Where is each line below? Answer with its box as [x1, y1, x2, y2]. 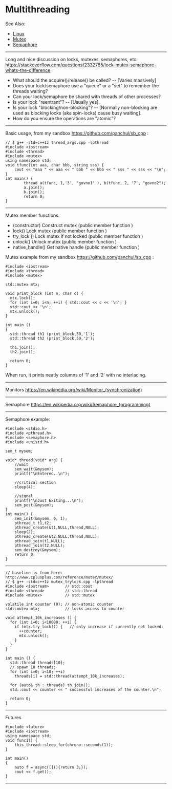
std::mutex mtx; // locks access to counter [5, 606, 125, 611]
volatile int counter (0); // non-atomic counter [5, 602, 114, 607]
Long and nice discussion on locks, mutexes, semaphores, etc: [5, 56, 138, 62]
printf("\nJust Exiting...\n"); [14, 498, 83, 503]
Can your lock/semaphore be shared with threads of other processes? [12, 93, 161, 100]
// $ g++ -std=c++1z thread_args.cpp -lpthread [5, 140, 109, 145]
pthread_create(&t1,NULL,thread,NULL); [14, 525, 100, 530]
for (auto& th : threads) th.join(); [10, 682, 91, 688]
